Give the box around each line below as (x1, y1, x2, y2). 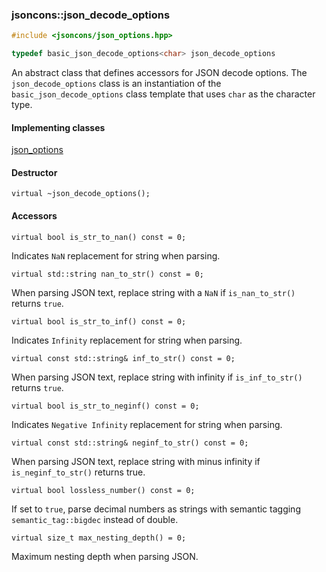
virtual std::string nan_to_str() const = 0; (11, 269, 204, 279)
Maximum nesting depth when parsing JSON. (11, 550, 199, 562)
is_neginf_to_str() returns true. (11, 466, 146, 478)
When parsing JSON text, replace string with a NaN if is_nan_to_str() (11, 286, 296, 298)
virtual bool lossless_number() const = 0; (11, 485, 196, 495)
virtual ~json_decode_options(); (11, 189, 151, 199)
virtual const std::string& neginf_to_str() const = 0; (11, 438, 249, 448)
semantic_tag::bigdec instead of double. (11, 513, 179, 525)
